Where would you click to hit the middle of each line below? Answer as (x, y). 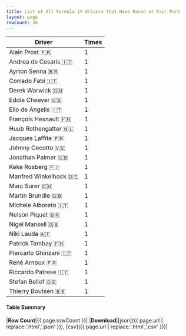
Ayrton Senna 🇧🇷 (34, 71)
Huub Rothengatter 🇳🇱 (41, 129)
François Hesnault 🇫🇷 (40, 119)
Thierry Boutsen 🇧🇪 (37, 291)
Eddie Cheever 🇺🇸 (35, 100)
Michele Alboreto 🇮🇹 (39, 205)
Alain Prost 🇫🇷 (30, 52)
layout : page (22, 17)
